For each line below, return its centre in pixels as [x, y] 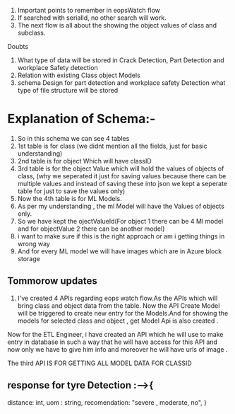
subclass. [31, 33]
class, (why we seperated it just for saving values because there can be [122, 176]
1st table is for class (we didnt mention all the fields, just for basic [112, 146]
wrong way [34, 243]
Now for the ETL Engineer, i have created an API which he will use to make [115, 334]
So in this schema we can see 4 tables [73, 138]
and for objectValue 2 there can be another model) [91, 229]
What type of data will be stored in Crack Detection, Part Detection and [121, 60]
